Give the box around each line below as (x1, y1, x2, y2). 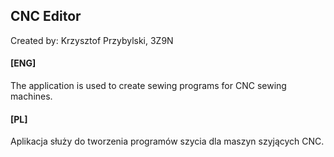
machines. (10, 90, 53, 103)
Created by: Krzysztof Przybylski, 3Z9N (10, 34, 174, 46)
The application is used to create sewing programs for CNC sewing (10, 80, 287, 92)
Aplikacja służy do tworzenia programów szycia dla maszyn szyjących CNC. (10, 135, 325, 148)
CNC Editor (10, 8, 82, 25)
